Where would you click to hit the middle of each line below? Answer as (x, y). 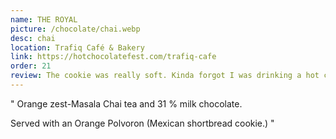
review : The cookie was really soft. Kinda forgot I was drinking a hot (165, 76)
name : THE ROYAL (44, 19)
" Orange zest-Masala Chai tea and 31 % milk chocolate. (126, 103)
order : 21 (31, 66)
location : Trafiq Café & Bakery (77, 47)
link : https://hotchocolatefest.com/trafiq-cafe (113, 57)
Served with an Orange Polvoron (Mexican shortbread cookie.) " (142, 123)
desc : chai (33, 38)
